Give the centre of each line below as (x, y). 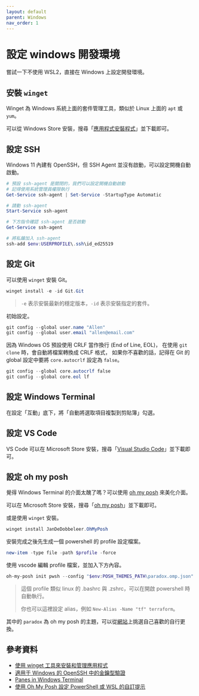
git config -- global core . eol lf (48, 377)
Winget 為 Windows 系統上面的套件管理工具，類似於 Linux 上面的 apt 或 (95, 108)
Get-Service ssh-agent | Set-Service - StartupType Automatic (84, 195)
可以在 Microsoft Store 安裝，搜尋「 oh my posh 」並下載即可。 (83, 505)
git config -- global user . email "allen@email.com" (71, 333)
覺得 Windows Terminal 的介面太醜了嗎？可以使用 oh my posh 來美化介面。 (99, 492)
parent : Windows (26, 17)
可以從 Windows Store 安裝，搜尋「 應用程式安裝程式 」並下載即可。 (89, 129)
